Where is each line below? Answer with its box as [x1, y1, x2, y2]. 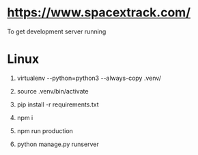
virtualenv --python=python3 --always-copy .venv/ [16, 74, 162, 82]
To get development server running [7, 27, 107, 36]
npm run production [16, 126, 74, 135]
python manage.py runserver [16, 140, 99, 148]
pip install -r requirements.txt [16, 100, 99, 109]
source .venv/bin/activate [16, 87, 89, 95]
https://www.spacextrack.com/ [7, 5, 191, 20]
